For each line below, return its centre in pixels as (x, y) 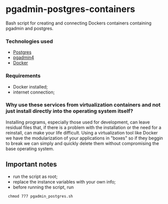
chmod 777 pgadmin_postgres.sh (40, 196)
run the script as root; (35, 176)
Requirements (23, 76)
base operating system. (30, 148)
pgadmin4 (23, 57)
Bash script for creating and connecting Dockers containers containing (79, 23)
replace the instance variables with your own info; (64, 181)
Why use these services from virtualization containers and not (83, 105)
